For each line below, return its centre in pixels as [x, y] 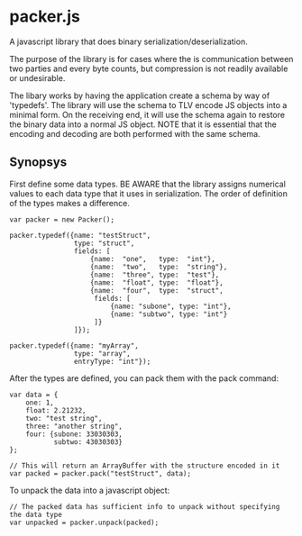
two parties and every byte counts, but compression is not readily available [149, 68]
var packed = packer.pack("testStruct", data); [101, 473]
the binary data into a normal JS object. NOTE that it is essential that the [143, 124]
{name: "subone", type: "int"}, [170, 306]
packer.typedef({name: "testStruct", [80, 235]
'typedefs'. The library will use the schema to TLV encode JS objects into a [148, 104]
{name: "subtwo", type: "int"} [169, 314]
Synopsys [38, 163]
